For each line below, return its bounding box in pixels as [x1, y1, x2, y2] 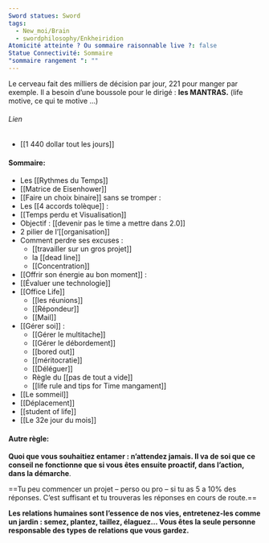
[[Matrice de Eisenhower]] [19, 184, 107, 194]
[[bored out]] [31, 347, 75, 357]
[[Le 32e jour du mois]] [19, 416, 97, 425]
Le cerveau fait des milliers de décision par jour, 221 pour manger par [8, 78, 238, 89]
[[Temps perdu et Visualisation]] [19, 210, 127, 220]
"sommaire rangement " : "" [8, 57, 99, 65]
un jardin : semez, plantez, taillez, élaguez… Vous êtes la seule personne [8, 517, 256, 527]
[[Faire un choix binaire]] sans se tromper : [19, 193, 161, 202]
